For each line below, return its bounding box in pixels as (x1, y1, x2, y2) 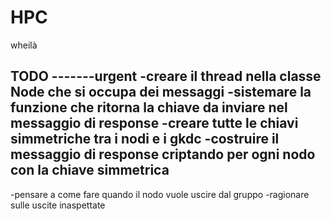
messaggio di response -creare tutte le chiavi (10, 115, 299, 132)
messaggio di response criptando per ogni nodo (10, 146, 316, 163)
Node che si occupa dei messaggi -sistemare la (10, 84, 312, 101)
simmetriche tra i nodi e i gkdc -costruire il (10, 131, 280, 148)
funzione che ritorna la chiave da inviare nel (10, 99, 288, 116)
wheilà (10, 39, 38, 51)
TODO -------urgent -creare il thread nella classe (10, 68, 322, 85)
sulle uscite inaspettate (10, 199, 106, 211)
